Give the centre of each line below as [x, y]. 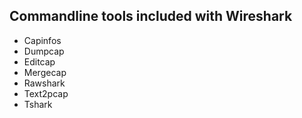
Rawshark [44, 83]
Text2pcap [46, 93]
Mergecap [45, 72]
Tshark [38, 104]
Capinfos [42, 40]
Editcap [39, 61]
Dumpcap [44, 51]
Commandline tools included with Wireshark [151, 16]
